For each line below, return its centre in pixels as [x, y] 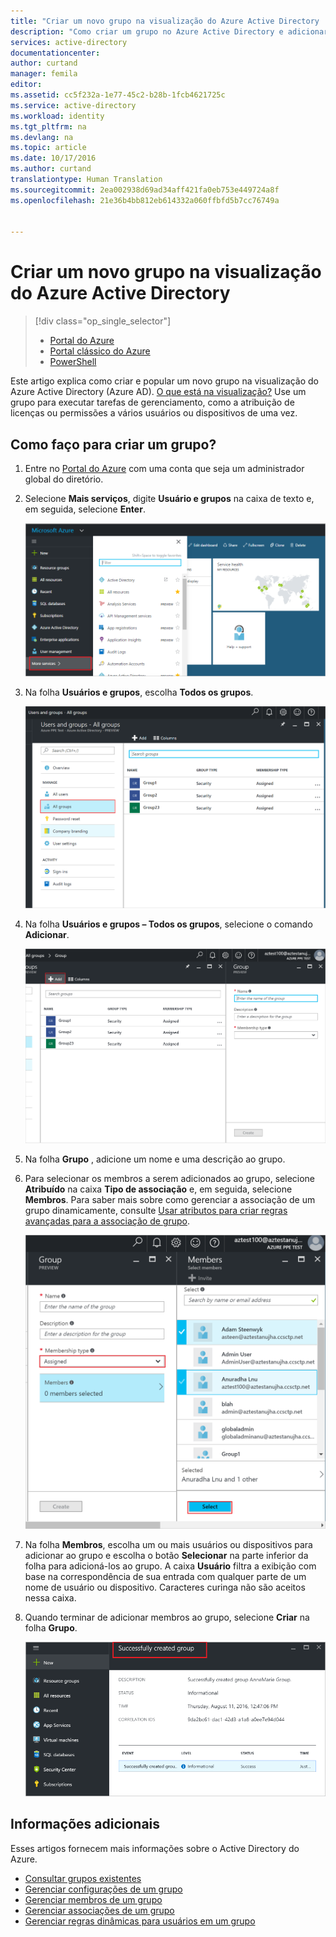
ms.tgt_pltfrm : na [48, 126]
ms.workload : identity [57, 116]
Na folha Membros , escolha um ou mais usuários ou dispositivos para [168, 1544]
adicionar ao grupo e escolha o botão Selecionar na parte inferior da [166, 1555]
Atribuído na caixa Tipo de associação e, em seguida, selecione [158, 1189]
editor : [26, 85]
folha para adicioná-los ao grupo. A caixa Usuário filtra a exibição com [170, 1566]
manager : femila [44, 74]
